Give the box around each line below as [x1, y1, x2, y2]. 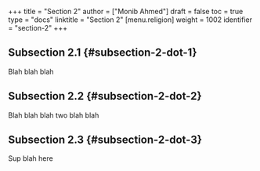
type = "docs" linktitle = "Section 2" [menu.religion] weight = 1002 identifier [8, 15, 253, 24]
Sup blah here [8, 154, 53, 163]
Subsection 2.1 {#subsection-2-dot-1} [8, 46, 197, 60]
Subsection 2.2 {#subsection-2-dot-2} [8, 89, 202, 103]
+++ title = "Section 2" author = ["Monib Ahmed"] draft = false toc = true [8, 7, 244, 16]
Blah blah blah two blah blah [8, 110, 99, 120]
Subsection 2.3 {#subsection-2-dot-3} [8, 133, 202, 147]
